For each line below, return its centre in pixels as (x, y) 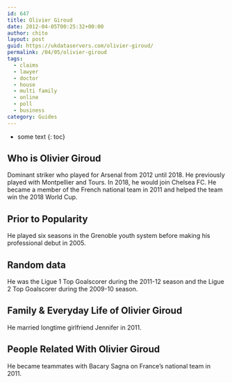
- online (26, 98)
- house (25, 85)
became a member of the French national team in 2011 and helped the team (115, 190)
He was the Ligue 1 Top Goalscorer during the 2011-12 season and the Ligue (116, 282)
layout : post (26, 40)
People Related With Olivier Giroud (84, 349)
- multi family (35, 91)
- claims (26, 65)
